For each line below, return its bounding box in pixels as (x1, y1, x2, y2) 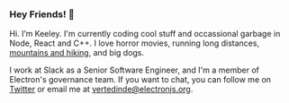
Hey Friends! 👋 (9, 8, 75, 21)
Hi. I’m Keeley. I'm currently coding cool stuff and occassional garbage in (9, 29, 281, 39)
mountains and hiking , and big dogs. (9, 47, 145, 58)
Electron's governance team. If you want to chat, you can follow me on (9, 74, 272, 85)
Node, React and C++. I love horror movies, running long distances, (9, 38, 259, 48)
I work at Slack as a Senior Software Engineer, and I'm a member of (9, 64, 259, 75)
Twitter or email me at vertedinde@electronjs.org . (9, 84, 194, 95)
